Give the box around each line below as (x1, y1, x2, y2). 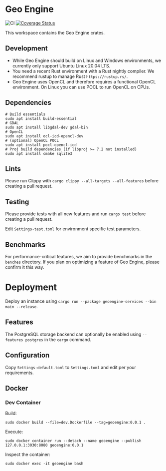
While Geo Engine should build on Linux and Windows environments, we (12, 57, 161, 63)
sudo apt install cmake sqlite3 (5, 151, 72, 156)
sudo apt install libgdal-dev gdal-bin (5, 125, 88, 130)
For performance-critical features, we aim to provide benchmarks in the (5, 254, 153, 259)
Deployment (5, 282, 57, 293)
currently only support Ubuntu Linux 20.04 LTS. (12, 62, 111, 68)
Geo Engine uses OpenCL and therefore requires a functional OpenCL (12, 78, 156, 84)
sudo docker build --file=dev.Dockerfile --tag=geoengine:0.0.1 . (5, 420, 146, 425)
